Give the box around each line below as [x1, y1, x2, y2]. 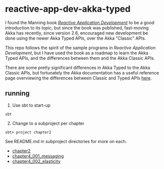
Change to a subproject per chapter [12, 120, 85, 126]
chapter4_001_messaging [12, 153, 64, 159]
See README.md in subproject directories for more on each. [5, 138, 127, 144]
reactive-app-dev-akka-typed [5, 3, 131, 15]
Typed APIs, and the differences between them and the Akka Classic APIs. [5, 55, 155, 61]
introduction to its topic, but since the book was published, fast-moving [5, 24, 149, 30]
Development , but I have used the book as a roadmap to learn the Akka [5, 50, 148, 56]
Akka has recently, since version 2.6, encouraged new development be [5, 30, 148, 36]
